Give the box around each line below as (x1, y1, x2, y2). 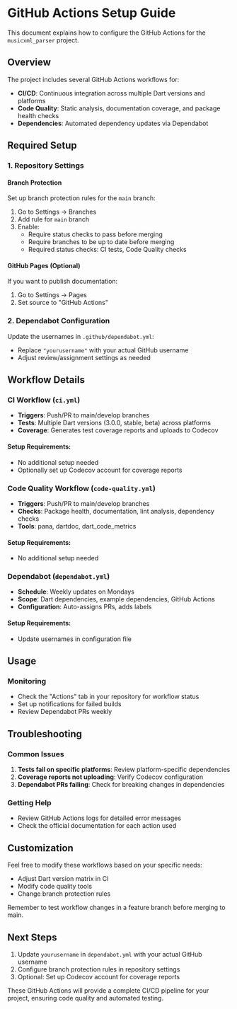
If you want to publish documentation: (7, 277, 118, 286)
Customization (7, 842, 74, 854)
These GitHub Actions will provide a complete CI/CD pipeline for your (7, 986, 209, 995)
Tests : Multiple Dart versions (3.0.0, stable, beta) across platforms (17, 419, 211, 427)
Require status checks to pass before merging (28, 230, 163, 238)
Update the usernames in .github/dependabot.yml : (7, 332, 154, 340)
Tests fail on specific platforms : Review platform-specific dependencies (17, 766, 231, 774)
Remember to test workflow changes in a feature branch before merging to (7, 904, 226, 912)
